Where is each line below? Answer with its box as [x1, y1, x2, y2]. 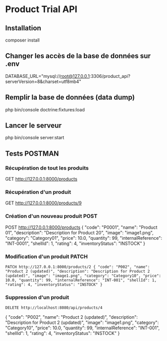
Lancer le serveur [5, 121, 62, 130]
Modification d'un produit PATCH [5, 253, 88, 260]
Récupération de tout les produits [5, 164, 89, 172]
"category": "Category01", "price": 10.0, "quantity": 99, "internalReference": [5, 235, 162, 241]
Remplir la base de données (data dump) [5, 93, 135, 102]
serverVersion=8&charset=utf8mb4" [5, 78, 82, 84]
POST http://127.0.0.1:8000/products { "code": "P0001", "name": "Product [5, 224, 158, 230]
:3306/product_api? [89, 73, 131, 79]
